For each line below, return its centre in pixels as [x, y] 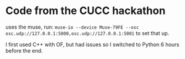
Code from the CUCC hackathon [85, 11]
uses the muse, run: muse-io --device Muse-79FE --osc [72, 27]
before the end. [24, 50]
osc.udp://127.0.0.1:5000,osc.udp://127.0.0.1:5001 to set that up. [88, 33]
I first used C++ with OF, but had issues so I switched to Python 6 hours [92, 44]
